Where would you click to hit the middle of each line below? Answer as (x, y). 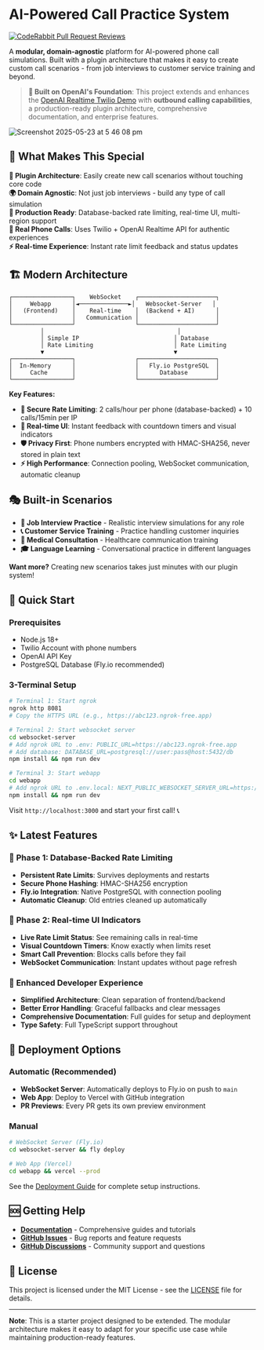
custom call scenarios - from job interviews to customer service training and (132, 68)
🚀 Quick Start (42, 600)
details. (21, 1298)
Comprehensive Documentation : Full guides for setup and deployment (136, 1017)
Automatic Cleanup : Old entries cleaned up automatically (113, 900)
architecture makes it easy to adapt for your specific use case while (118, 1330)
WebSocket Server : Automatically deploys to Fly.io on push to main (129, 1088)
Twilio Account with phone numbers (78, 648)
